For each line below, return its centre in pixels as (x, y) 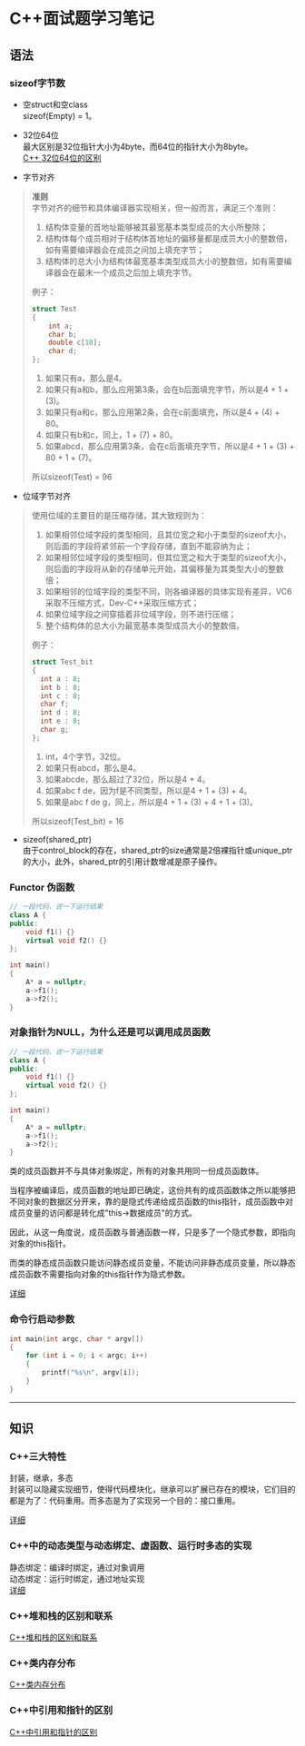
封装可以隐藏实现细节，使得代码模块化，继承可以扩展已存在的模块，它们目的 (152, 1489)
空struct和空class (55, 104)
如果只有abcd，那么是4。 (93, 767)
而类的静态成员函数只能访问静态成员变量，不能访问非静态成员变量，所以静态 (152, 1263)
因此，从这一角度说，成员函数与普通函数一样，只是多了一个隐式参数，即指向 (152, 1232)
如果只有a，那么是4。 (86, 378)
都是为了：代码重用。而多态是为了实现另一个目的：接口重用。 (125, 1501)
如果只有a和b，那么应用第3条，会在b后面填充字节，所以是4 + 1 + (167, 390)
